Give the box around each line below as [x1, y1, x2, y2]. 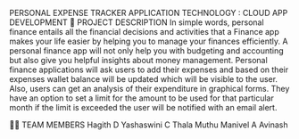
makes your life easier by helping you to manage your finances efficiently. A [9, 36, 288, 46]
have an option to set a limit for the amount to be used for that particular [9, 93, 274, 103]
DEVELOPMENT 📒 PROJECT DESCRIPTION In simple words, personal [9, 17, 265, 28]
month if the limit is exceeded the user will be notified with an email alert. [9, 102, 278, 112]
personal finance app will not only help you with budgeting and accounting [9, 45, 284, 56]
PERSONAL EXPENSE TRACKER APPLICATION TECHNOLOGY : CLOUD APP [9, 8, 288, 18]
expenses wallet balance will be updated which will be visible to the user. [9, 74, 278, 84]
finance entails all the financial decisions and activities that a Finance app [9, 27, 279, 37]
